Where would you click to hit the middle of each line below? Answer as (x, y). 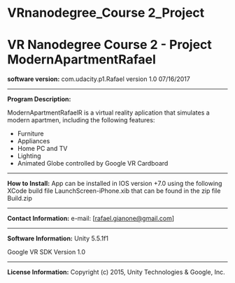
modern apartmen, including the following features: (81, 120)
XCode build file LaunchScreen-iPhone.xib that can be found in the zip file (114, 191)
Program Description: (39, 99)
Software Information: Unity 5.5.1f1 (58, 238)
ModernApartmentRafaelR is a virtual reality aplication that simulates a (108, 113)
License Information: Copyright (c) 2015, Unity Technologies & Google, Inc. (116, 272)
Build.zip (20, 198)
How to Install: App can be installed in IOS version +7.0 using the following (115, 184)
